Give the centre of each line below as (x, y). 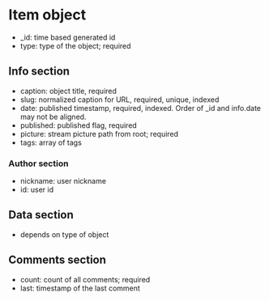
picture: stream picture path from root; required (99, 134)
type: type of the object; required (75, 45)
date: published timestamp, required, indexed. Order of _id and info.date (141, 108)
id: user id (37, 190)
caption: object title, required (68, 91)
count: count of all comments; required (85, 279)
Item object (47, 15)
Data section (41, 215)
